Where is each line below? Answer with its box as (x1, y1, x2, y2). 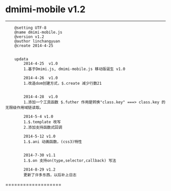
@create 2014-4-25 (14, 43, 53, 48)
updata (14, 56, 28, 62)
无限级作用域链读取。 (5, 105, 43, 110)
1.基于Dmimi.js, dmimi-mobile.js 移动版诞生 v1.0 (23, 66, 126, 71)
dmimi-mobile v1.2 (5, 4, 85, 15)
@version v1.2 (14, 34, 44, 39)
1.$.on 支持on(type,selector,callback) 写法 (23, 158, 117, 163)
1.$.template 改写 (23, 119, 61, 125)
